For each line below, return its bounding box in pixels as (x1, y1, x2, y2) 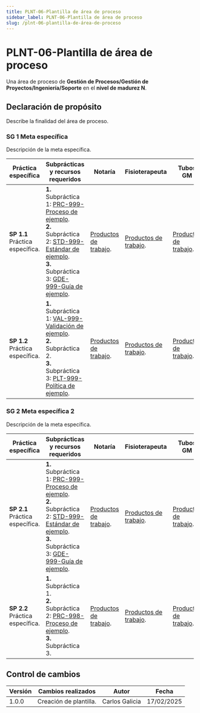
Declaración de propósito (6, 102, 102, 112)
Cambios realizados (37, 687, 96, 695)
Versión (9, 687, 32, 695)
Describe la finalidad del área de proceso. (6, 118, 109, 125)
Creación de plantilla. (37, 697, 97, 705)
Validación (45, 322, 76, 331)
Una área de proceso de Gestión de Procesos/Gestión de (6, 78, 149, 85)
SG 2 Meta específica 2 (6, 407, 75, 415)
